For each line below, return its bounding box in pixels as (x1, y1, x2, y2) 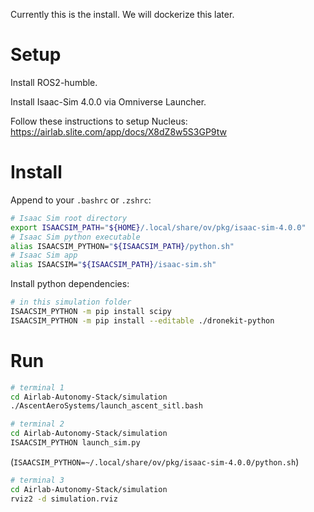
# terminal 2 (10, 419, 65, 429)
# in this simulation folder (10, 297, 132, 308)
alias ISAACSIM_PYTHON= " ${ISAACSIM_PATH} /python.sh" (10, 241, 235, 251)
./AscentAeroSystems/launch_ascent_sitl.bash (10, 401, 203, 411)
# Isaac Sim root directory (10, 213, 128, 223)
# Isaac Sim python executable (10, 232, 141, 242)
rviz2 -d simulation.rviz (10, 494, 118, 504)
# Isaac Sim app (10, 250, 78, 261)
